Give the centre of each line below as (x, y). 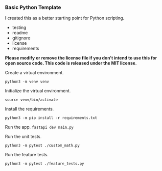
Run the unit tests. (23, 137)
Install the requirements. (29, 109)
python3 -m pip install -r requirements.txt (51, 118)
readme (20, 33)
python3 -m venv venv (27, 82)
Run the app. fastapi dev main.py (39, 127)
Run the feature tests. (27, 155)
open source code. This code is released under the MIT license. (71, 63)
